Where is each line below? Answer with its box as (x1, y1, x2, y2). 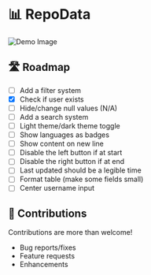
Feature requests (19, 251, 75, 261)
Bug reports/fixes (19, 243, 76, 252)
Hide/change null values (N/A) (19, 103, 118, 113)
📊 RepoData (8, 6, 91, 24)
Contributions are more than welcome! (8, 228, 133, 237)
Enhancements (19, 260, 68, 269)
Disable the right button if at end (19, 157, 125, 166)
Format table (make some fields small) (19, 174, 144, 184)
